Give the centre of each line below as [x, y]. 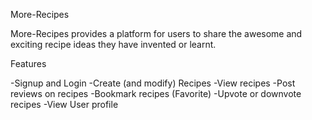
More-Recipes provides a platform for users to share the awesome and [156, 33]
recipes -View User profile [64, 104]
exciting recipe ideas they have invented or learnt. [113, 44]
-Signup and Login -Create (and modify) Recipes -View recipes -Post [153, 83]
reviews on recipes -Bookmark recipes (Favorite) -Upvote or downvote [156, 93]
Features [28, 63]
